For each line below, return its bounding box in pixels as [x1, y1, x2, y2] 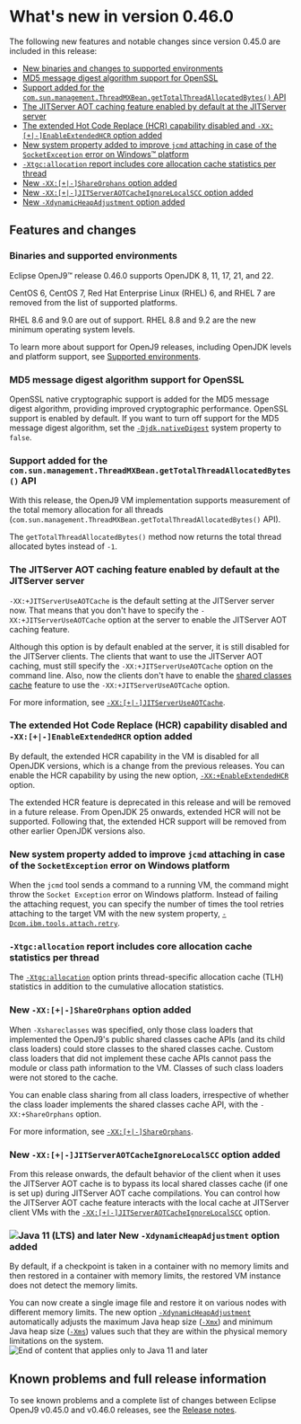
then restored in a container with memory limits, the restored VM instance [9, 1270, 281, 1281]
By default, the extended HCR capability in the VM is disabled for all [9, 750, 260, 761]
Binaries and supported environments [9, 250, 177, 262]
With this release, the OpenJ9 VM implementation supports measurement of [9, 495, 291, 506]
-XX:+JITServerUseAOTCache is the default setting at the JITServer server [9, 595, 275, 606]
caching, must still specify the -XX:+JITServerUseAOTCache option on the [9, 660, 273, 671]
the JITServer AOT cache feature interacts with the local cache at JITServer [9, 1198, 289, 1207]
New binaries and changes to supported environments [21, 63, 224, 74]
